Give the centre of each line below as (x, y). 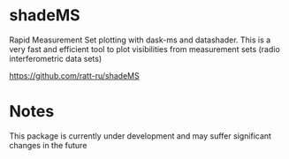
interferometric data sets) (56, 58)
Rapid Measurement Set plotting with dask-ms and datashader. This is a (140, 40)
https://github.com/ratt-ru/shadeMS (74, 75)
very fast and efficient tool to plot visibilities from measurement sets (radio (144, 49)
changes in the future (48, 145)
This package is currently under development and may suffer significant (141, 136)
